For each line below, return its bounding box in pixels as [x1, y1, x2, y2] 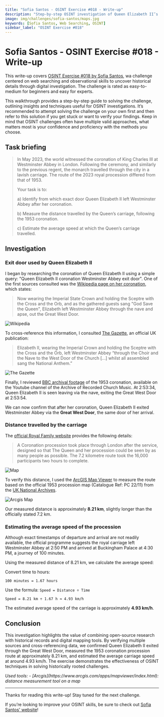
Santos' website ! [5, 707, 39, 713]
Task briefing [5, 143, 46, 152]
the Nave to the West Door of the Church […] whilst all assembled [17, 355, 149, 361]
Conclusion [5, 619, 41, 628]
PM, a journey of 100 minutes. [5, 550, 65, 556]
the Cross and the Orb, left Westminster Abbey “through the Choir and [17, 350, 159, 356]
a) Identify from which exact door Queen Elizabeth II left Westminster [17, 196, 156, 202]
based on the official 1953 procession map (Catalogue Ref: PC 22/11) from [5, 482, 154, 488]
